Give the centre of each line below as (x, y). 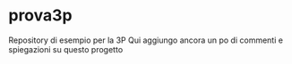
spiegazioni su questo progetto (66, 49)
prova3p (40, 16)
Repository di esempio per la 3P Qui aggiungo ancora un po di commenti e (146, 40)
